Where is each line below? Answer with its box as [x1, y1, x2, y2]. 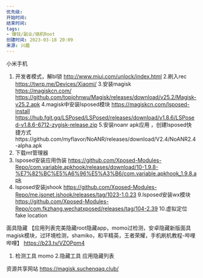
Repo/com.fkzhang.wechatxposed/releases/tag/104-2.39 [14, 205, 158, 212]
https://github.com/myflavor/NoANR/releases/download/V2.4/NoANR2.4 [14, 135, 196, 143]
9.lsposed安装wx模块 [138, 191, 191, 198]
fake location [14, 212, 48, 219]
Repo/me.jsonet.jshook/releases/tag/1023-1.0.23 [14, 191, 137, 198]
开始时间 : [6, 15, 27, 21]
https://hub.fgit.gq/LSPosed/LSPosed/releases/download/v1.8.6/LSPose [14, 114, 195, 121]
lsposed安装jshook [14, 183, 62, 190]
